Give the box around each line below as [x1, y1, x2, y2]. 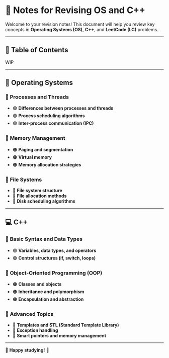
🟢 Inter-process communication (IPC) [12, 120, 94, 126]
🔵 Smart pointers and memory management [12, 333, 107, 339]
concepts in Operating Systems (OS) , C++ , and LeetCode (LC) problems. [5, 26, 158, 32]
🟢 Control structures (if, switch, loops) [12, 255, 96, 261]
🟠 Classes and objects [12, 281, 62, 287]
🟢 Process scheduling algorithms [12, 113, 85, 119]
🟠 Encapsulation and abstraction [12, 296, 84, 302]
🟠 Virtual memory [12, 154, 52, 160]
